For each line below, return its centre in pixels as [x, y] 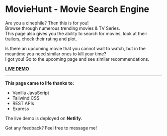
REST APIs [23, 103]
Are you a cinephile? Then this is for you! [47, 23]
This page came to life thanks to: [40, 83]
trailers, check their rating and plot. [41, 39]
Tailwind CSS [26, 98]
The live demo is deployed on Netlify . [44, 118]
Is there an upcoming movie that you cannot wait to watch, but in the [75, 48]
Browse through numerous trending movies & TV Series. [63, 28]
